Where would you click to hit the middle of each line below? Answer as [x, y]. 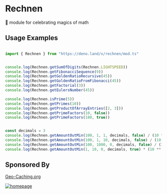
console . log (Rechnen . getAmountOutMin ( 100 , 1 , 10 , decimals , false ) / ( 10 [83, 140]
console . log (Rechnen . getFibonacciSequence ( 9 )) [54, 72]
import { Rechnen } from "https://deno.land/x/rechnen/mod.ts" [72, 54]
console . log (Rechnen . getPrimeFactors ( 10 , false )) [58, 113]
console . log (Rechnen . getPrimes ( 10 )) [43, 104]
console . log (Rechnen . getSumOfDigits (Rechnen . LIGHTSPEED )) [66, 67]
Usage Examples [32, 38]
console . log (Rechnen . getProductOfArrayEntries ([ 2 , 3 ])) [64, 108]
